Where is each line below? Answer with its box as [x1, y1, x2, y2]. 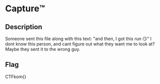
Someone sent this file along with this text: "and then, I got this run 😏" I [5, 36, 152, 42]
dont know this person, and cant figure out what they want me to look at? [5, 41, 155, 47]
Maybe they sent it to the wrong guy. [5, 46, 80, 52]
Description [5, 23, 42, 31]
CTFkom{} [5, 74, 26, 80]
